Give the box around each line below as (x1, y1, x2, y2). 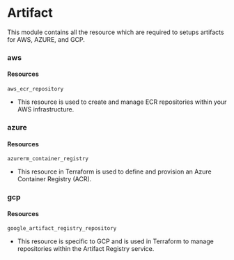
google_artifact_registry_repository (7, 225, 117, 232)
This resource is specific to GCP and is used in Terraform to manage (17, 237, 214, 245)
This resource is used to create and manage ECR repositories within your (17, 98, 227, 106)
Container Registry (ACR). (17, 175, 92, 183)
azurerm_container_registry (7, 155, 89, 162)
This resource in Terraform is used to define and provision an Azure (17, 167, 212, 176)
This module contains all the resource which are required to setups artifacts (7, 28, 224, 36)
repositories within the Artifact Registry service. (17, 245, 155, 253)
